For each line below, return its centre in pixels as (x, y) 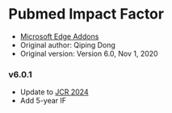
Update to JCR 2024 (54, 92)
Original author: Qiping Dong (67, 44)
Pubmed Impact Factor (86, 14)
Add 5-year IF (43, 101)
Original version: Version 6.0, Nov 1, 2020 (89, 53)
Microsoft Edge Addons (59, 36)
